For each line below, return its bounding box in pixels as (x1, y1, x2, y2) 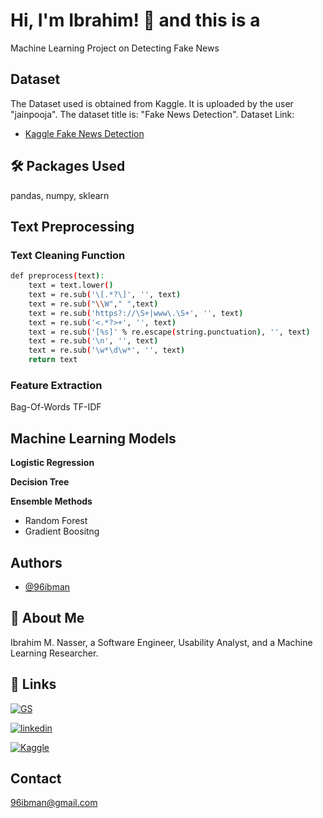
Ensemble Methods (10, 495, 93, 508)
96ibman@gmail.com (10, 797, 98, 809)
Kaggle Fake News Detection (24, 127, 145, 139)
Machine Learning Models (10, 430, 177, 447)
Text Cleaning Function (10, 248, 126, 262)
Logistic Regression (10, 457, 95, 469)
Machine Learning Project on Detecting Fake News (10, 42, 220, 54)
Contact (10, 770, 62, 787)
